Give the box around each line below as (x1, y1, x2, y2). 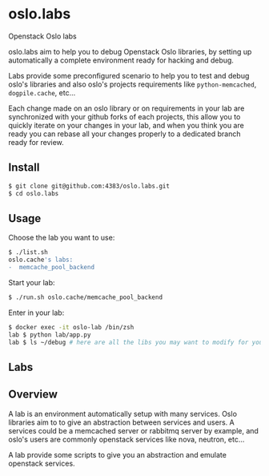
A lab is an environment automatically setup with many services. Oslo (8, 409, 238, 418)
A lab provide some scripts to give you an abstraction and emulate (8, 450, 227, 459)
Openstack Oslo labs (8, 31, 78, 41)
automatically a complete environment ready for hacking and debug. (8, 55, 235, 65)
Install (8, 161, 40, 175)
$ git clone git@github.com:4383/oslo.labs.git (8, 182, 171, 190)
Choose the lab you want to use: (8, 233, 115, 243)
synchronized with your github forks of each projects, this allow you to (8, 111, 241, 121)
